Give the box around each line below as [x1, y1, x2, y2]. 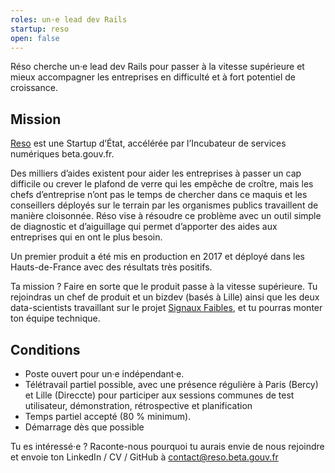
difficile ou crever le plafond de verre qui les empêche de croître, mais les [10, 178, 314, 190]
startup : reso [10, 24, 70, 34]
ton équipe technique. [10, 312, 101, 325]
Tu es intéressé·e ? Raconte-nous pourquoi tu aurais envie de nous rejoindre [10, 441, 325, 452]
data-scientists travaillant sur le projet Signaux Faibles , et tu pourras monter [10, 302, 323, 314]
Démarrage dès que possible [24, 421, 145, 433]
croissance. [10, 82, 58, 94]
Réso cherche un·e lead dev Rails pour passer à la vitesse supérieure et [10, 61, 305, 73]
